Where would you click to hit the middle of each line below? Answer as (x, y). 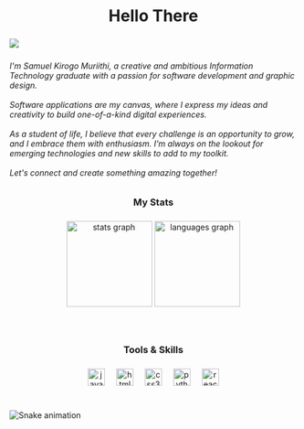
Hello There (153, 16)
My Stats (153, 202)
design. (24, 86)
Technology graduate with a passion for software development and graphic (152, 76)
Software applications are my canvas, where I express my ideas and (139, 105)
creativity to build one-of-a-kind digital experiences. (108, 114)
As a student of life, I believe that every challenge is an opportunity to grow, (152, 134)
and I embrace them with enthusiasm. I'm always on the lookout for (136, 144)
